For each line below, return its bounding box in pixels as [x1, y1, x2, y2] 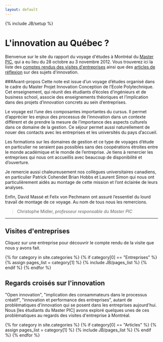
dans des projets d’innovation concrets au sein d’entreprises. [5, 99, 127, 105]
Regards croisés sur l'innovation [5, 279, 105, 287]
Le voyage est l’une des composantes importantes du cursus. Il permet [5, 108, 147, 114]
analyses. [5, 184, 24, 190]
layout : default [5, 7, 38, 12]
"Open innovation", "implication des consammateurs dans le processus [5, 292, 147, 298]
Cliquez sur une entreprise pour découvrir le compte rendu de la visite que [5, 240, 154, 246]
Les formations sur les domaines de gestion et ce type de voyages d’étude [5, 139, 154, 144]
